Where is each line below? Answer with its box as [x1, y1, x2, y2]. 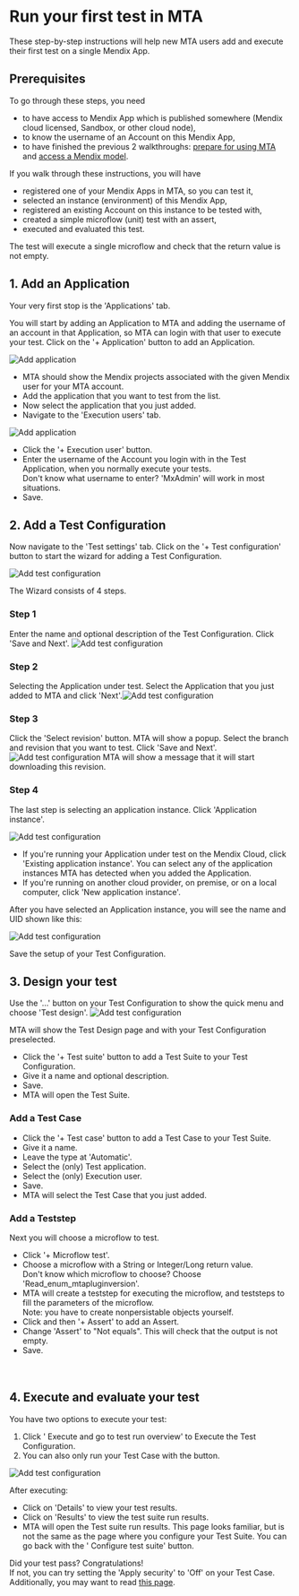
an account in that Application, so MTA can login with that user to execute [9, 327, 282, 338]
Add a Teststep [9, 1212, 77, 1224]
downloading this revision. [9, 762, 107, 772]
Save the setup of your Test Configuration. [9, 948, 167, 959]
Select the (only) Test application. [21, 1160, 147, 1171]
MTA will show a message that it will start [102, 752, 255, 763]
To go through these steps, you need [9, 95, 146, 106]
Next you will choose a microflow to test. [9, 1232, 159, 1243]
